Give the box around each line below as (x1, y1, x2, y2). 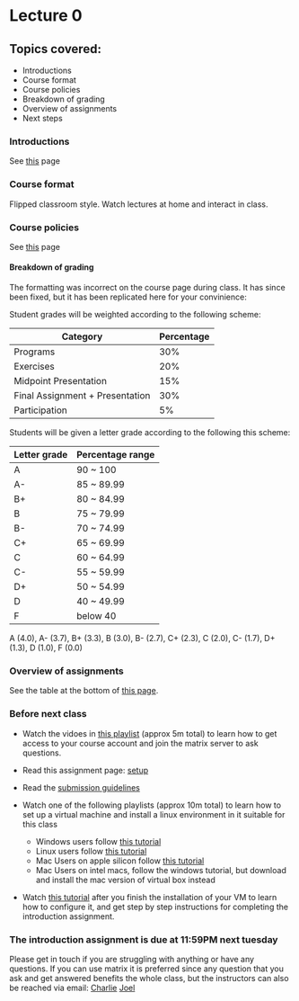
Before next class (9, 708, 87, 720)
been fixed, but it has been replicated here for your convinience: (9, 291, 247, 302)
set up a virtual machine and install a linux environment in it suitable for (22, 809, 286, 819)
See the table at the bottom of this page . (9, 685, 159, 696)
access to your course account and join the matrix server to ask (22, 737, 259, 748)
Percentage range (75, 449, 155, 461)
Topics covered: (9, 41, 101, 57)
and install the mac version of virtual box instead (35, 874, 215, 885)
